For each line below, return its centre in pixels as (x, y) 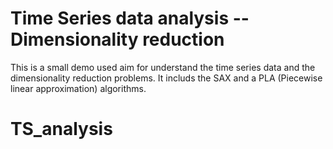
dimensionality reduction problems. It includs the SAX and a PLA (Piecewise (166, 78)
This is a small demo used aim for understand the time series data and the (163, 67)
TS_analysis (61, 129)
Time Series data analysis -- (130, 18)
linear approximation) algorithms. (78, 88)
